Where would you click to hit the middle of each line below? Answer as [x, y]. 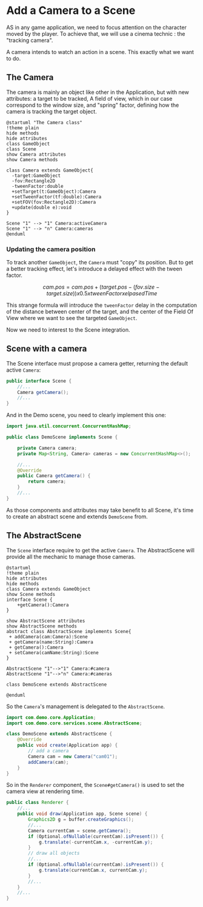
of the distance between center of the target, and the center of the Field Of [100, 312]
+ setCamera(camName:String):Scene [54, 652]
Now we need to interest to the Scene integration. [68, 330]
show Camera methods [32, 159]
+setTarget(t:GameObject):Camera [54, 192]
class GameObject [28, 144]
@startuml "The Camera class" [45, 122]
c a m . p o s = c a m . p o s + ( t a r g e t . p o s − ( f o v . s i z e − [101, 287]
